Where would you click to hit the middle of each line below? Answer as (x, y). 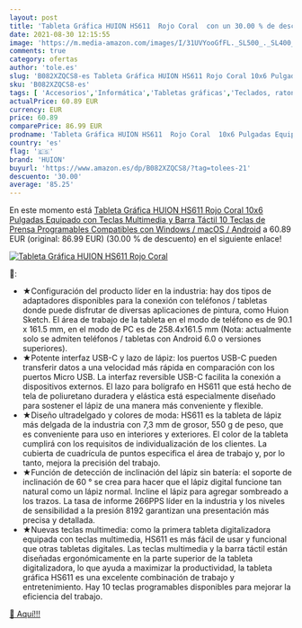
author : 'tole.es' (44, 68)
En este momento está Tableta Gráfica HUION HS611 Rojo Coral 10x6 (136, 210)
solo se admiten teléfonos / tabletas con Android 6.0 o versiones (142, 339)
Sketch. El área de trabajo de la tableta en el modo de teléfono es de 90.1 (157, 320)
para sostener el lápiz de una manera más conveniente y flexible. (142, 406)
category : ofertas (44, 59)
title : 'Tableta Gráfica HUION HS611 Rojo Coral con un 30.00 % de (142, 26)
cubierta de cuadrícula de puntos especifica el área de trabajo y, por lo (154, 454)
